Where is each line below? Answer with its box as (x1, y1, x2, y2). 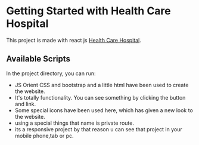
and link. (14, 100, 36, 107)
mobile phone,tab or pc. (14, 132, 74, 139)
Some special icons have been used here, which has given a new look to (14, 106, 194, 114)
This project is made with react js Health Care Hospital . (6, 36, 141, 44)
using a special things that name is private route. (14, 119, 134, 127)
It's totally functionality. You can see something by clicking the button (14, 94, 186, 101)
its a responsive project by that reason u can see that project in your (14, 125, 183, 132)
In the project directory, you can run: (6, 70, 96, 77)
